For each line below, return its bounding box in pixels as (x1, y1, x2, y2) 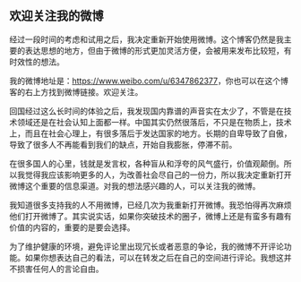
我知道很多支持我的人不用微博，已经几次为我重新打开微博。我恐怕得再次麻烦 (9, 200, 292, 210)
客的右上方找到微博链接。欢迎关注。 (9, 86, 143, 97)
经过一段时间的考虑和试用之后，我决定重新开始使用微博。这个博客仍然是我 (9, 34, 284, 45)
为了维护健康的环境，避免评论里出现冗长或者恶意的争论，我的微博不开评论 (9, 241, 284, 252)
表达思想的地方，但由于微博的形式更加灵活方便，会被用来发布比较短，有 (24, 45, 292, 56)
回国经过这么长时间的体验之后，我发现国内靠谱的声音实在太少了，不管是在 (9, 106, 284, 116)
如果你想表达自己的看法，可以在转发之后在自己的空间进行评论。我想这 (24, 252, 284, 262)
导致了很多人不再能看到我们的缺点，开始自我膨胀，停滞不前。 (9, 139, 237, 150)
